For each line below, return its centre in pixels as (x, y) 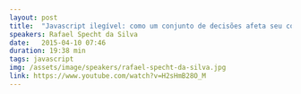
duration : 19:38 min (48, 51)
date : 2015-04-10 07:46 (57, 43)
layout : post (34, 17)
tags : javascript (42, 59)
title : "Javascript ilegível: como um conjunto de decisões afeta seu (146, 26)
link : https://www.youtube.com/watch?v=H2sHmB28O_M (107, 76)
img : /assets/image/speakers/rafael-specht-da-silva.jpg (118, 68)
